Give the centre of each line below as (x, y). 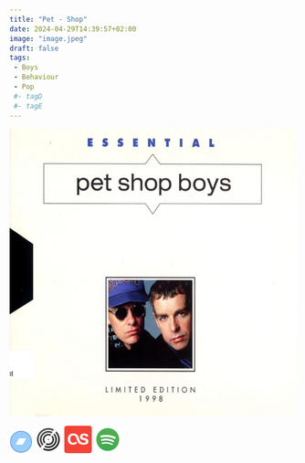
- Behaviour (36, 78)
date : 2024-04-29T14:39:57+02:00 (73, 29)
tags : (20, 58)
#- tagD (28, 96)
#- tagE (28, 106)
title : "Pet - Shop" (49, 19)
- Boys (26, 68)
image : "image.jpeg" (49, 38)
